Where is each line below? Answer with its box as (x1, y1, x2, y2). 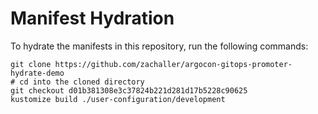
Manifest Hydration (10, 7, 175, 30)
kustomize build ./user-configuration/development (10, 94, 226, 104)
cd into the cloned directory (19, 77, 145, 87)
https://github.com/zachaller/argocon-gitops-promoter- (54, 59, 293, 69)
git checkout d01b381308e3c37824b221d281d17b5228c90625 (10, 85, 248, 96)
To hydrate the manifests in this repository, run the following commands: (10, 40, 309, 52)
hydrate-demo (10, 68, 65, 78)
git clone (10, 59, 52, 69)
